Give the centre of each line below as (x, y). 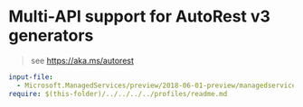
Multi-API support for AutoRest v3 (139, 17)
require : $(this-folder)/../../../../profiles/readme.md (118, 94)
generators (51, 36)
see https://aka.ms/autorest (82, 60)
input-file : (31, 77)
